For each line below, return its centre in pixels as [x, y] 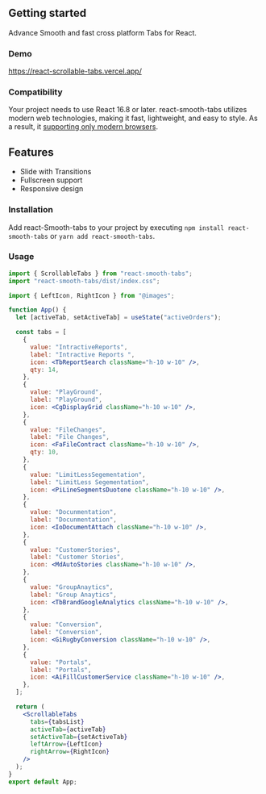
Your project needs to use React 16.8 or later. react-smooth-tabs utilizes [128, 110]
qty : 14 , [44, 370]
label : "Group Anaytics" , [73, 595]
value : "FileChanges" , [68, 430]
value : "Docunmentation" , [73, 512]
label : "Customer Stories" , [77, 557]
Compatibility [35, 92]
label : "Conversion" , [66, 633]
